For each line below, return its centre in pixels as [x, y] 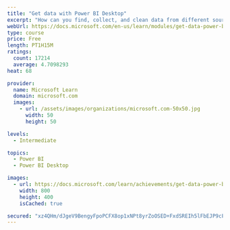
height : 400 [36, 197]
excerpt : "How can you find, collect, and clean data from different [108, 20]
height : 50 [41, 122]
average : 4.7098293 [41, 65]
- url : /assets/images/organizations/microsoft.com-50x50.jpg [110, 109]
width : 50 [39, 115]
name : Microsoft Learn [46, 90]
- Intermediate [35, 140]
